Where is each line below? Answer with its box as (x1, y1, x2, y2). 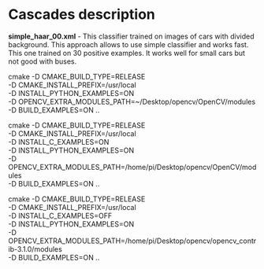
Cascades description (8, 6, 155, 24)
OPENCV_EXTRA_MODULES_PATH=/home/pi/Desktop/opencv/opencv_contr (8, 236, 257, 245)
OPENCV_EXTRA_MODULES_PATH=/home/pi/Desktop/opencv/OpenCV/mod (8, 162, 257, 171)
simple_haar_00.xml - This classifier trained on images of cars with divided (8, 31, 255, 41)
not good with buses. (8, 57, 77, 66)
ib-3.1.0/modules (8, 244, 63, 253)
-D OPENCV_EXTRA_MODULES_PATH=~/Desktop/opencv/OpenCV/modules (8, 97, 256, 106)
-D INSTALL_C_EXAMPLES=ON (8, 137, 110, 146)
